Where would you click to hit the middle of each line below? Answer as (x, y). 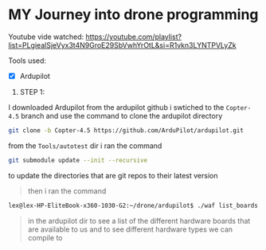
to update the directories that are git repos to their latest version (113, 175)
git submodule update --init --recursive (78, 160)
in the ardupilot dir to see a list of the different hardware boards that (139, 221)
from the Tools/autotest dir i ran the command (85, 146)
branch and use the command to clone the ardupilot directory (122, 116)
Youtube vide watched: (46, 37)
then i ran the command (67, 191)
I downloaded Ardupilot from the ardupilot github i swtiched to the (116, 107)
